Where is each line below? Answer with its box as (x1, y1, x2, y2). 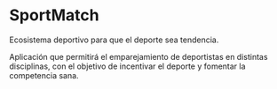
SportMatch (9, 5, 99, 26)
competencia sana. (9, 70, 79, 80)
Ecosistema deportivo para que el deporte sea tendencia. (9, 34, 219, 45)
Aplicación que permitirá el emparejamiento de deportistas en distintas (9, 51, 268, 62)
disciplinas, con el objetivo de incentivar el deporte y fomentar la (9, 61, 246, 71)
